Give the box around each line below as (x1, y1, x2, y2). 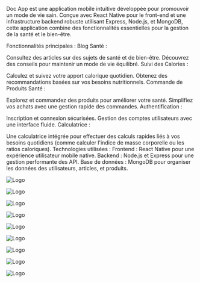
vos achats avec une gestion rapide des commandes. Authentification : (6, 103, 183, 110)
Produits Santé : (6, 85, 46, 92)
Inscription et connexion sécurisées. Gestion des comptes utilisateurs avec (6, 114, 193, 122)
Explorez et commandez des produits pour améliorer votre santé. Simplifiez (6, 96, 193, 104)
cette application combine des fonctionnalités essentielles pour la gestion (6, 24, 189, 31)
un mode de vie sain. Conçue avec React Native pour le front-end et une (6, 11, 186, 19)
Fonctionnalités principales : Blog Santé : (6, 42, 107, 49)
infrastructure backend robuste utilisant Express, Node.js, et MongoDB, (6, 18, 183, 25)
